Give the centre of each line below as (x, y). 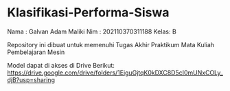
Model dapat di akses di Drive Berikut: (61, 65)
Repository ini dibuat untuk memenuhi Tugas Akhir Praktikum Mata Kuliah (111, 44)
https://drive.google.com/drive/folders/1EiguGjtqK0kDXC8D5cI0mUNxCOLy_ (115, 73)
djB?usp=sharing (31, 79)
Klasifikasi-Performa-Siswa (88, 13)
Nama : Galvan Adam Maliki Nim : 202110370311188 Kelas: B (92, 31)
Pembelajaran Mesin (36, 52)
